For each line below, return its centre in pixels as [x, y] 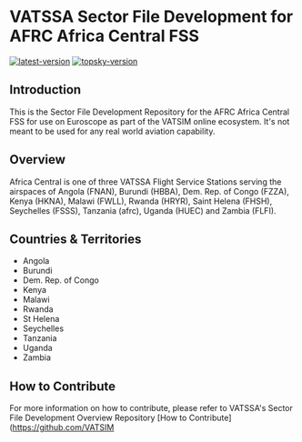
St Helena [41, 319]
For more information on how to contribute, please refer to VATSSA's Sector [151, 408]
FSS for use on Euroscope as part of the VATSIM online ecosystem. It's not [150, 121]
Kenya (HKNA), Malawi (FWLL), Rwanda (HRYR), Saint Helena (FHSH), [141, 201]
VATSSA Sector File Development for [151, 17]
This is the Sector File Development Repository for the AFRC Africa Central [149, 112]
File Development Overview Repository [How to [98, 418]
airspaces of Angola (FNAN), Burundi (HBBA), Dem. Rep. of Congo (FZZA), [149, 191]
